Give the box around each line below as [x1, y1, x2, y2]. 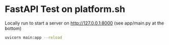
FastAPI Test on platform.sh [5, 3, 126, 15]
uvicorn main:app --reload [5, 35, 62, 40]
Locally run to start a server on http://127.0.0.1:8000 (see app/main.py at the [5, 20, 164, 26]
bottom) [5, 25, 21, 31]
